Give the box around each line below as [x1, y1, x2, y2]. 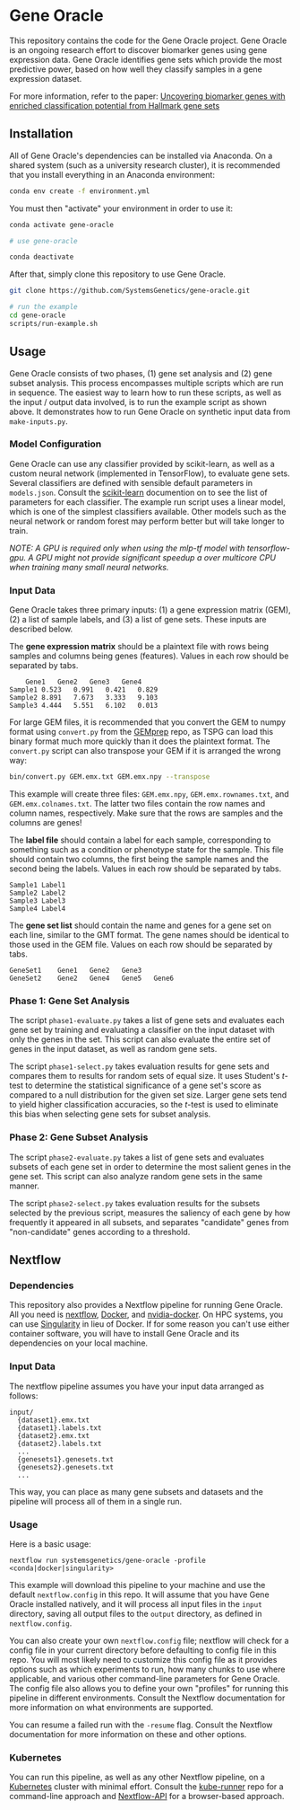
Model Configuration [9, 437, 102, 450]
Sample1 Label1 [9, 881, 66, 890]
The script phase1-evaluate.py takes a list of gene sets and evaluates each [9, 1015, 285, 1026]
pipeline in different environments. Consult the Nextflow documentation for [9, 1692, 286, 1703]
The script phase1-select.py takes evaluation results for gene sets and [9, 1061, 270, 1072]
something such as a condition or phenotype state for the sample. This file [9, 844, 284, 855]
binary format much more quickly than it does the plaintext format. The [9, 736, 270, 746]
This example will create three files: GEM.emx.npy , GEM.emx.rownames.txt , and [9, 789, 289, 799]
